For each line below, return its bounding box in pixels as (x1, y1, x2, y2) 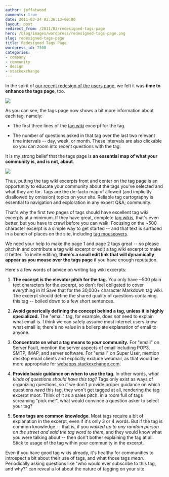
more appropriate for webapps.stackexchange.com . (12, 361, 121, 367)
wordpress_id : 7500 (5, 45, 47, 50)
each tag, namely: (5, 113, 43, 119)
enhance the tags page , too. (5, 88, 65, 94)
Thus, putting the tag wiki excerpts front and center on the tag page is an (5, 178, 158, 184)
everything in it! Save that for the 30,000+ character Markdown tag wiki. (12, 287, 163, 293)
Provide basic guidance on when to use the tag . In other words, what (12, 371, 159, 377)
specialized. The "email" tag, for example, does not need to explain (12, 313, 154, 319)
